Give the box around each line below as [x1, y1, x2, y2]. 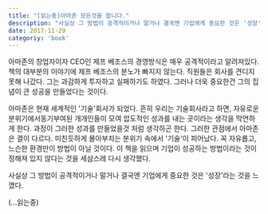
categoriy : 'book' [8, 34, 69, 42]
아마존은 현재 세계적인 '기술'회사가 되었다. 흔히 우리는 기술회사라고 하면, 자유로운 [8, 104, 259, 113]
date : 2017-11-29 [8, 26, 66, 34]
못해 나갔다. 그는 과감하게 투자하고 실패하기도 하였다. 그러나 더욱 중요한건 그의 [8, 77, 251, 86]
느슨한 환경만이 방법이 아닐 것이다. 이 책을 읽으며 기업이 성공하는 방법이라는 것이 [8, 144, 258, 153]
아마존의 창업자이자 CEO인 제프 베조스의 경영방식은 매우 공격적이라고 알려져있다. [8, 57, 259, 66]
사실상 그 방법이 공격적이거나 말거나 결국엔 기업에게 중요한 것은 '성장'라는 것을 [8, 171, 251, 180]
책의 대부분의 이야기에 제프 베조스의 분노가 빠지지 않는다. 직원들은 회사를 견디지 [8, 67, 255, 77]
